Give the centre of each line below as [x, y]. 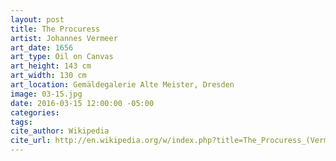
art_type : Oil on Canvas [62, 57]
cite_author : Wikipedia [60, 131]
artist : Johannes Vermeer [64, 38]
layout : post [37, 19]
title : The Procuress [55, 29]
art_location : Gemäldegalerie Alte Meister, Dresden [122, 85]
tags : [21, 122]
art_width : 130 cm [48, 76]
